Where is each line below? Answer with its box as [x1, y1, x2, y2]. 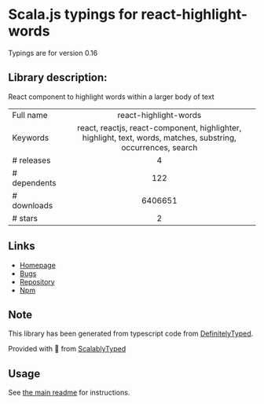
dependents [12, 177, 57, 188]
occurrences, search [121, 141, 198, 152]
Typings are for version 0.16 [8, 48, 98, 57]
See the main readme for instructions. [8, 387, 130, 398]
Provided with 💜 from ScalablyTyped [8, 344, 126, 354]
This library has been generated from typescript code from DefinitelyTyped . [8, 329, 254, 339]
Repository [19, 277, 55, 286]
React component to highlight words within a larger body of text [8, 92, 214, 101]
